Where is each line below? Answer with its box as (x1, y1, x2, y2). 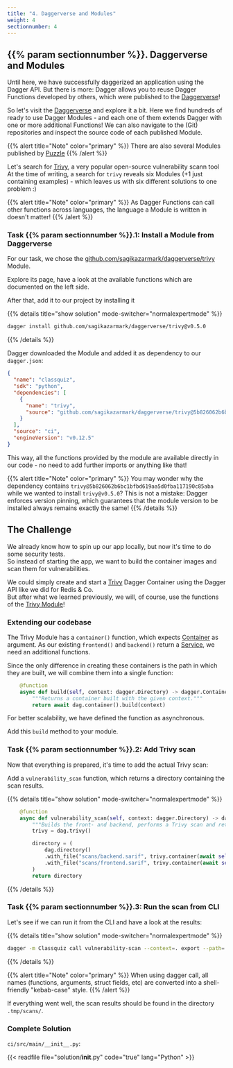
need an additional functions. (7, 647, 91, 656)
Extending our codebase (7, 617, 92, 627)
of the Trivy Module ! (7, 600, 65, 608)
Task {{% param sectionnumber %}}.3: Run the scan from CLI (7, 902, 220, 912)
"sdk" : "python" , (13, 383, 64, 390)
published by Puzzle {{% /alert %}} (7, 149, 107, 158)
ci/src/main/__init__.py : (7, 1039, 81, 1048)
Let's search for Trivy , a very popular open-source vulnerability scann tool (7, 162, 220, 171)
